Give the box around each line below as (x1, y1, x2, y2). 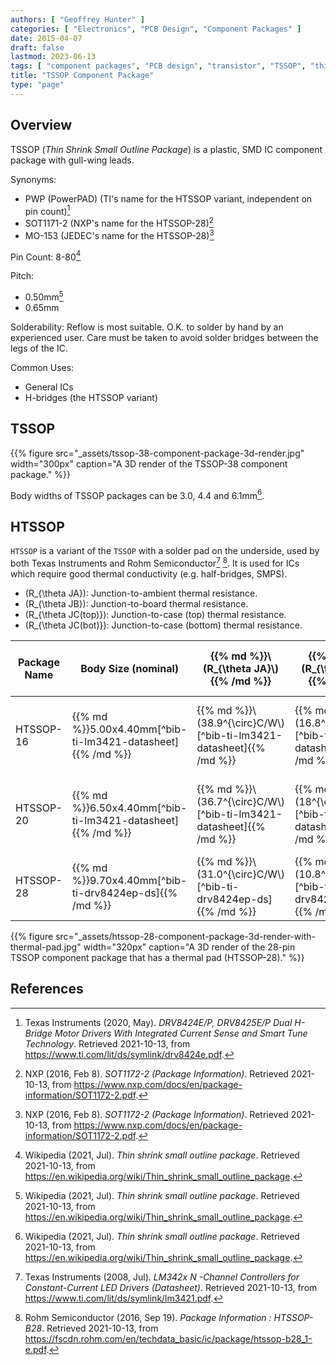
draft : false (10, 42, 65, 53)
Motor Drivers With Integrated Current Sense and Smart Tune (54, 1027, 308, 1039)
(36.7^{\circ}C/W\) (196, 794, 285, 808)
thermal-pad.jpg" (10, 941, 82, 953)
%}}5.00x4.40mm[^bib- (71, 722, 188, 736)
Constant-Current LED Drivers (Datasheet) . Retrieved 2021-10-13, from (24, 1281, 318, 1293)
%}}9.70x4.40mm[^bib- (71, 873, 188, 887)
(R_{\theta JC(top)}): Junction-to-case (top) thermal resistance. (24, 608, 287, 620)
